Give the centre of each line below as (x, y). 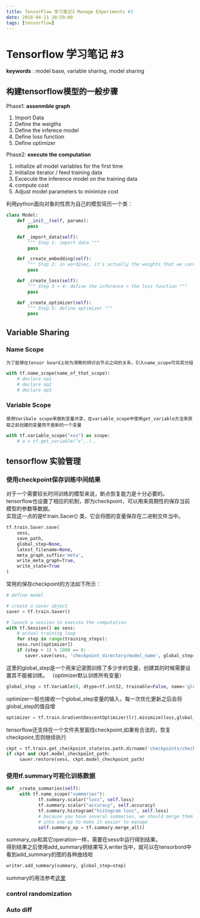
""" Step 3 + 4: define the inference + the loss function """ (107, 286)
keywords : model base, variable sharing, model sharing (75, 71)
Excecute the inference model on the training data (76, 179)
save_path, (30, 538)
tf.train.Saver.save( (33, 528)
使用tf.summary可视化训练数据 (51, 776)
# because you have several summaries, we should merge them (115, 816)
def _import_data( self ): (48, 237)
